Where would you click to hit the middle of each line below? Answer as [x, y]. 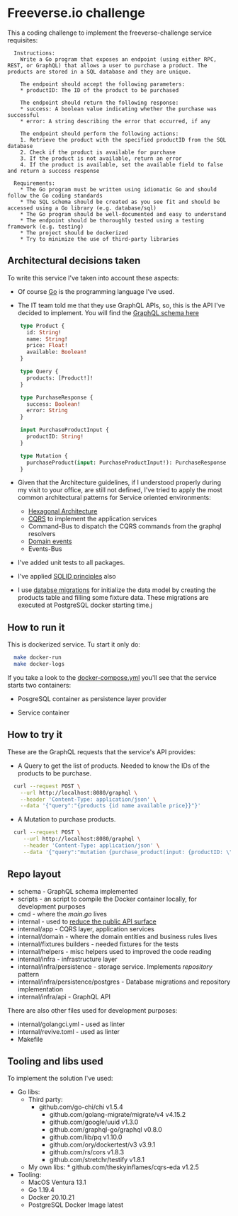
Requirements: [34, 183]
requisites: [23, 40]
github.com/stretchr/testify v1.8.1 [97, 1160]
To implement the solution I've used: [60, 1079]
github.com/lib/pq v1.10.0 [86, 1137]
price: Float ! [47, 346]
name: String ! [47, 339]
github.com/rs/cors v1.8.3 [87, 1152]
